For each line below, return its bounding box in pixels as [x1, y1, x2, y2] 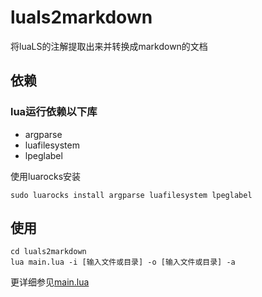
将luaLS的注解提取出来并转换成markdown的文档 [10, 40, 208, 52]
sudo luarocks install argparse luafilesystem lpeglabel [10, 190, 253, 200]
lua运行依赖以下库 [10, 105, 98, 119]
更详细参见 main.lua [10, 276, 90, 288]
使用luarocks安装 [10, 170, 82, 182]
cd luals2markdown [10, 247, 87, 257]
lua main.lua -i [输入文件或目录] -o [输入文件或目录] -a [10, 257, 236, 268]
